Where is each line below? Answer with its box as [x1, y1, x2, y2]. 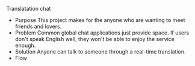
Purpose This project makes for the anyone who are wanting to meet [14, 17, 185, 23]
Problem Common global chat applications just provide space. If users [14, 29, 190, 36]
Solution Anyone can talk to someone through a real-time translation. [14, 48, 186, 55]
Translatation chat [6, 5, 51, 12]
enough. [14, 42, 36, 49]
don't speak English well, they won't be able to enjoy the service [14, 36, 175, 42]
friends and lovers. [14, 23, 62, 30]
